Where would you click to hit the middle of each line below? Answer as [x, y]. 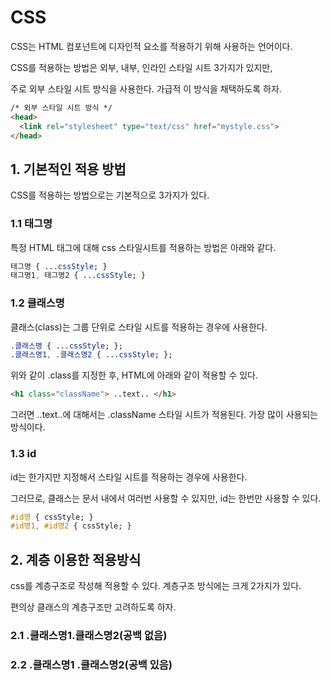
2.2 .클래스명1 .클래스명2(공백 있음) [91, 664]
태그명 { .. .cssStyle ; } [59, 266]
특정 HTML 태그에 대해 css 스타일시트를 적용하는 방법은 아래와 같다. [143, 247]
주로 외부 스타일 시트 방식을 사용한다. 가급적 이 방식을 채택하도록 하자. [146, 88]
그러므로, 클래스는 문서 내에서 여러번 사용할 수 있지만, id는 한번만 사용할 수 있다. [166, 498]
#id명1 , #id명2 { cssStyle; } [71, 526]
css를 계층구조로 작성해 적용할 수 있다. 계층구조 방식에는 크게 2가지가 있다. [156, 586]
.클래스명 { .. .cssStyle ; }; [66, 346]
